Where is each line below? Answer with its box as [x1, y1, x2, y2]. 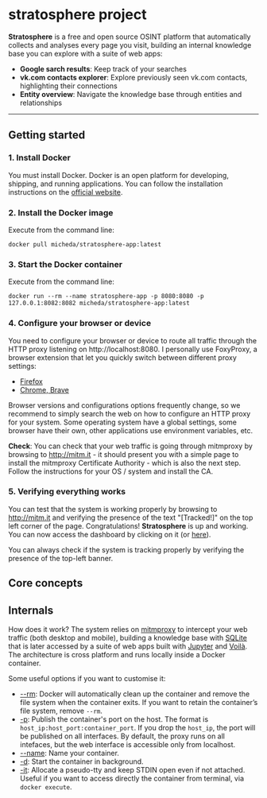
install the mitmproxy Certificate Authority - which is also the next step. [8, 458, 242, 467]
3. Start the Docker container [8, 258, 123, 269]
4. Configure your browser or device [8, 318, 152, 329]
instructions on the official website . [8, 187, 123, 196]
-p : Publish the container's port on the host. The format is [19, 715, 209, 724]
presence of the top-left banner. [8, 553, 114, 563]
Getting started [8, 129, 86, 142]
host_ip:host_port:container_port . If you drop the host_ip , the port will [19, 723, 256, 733]
